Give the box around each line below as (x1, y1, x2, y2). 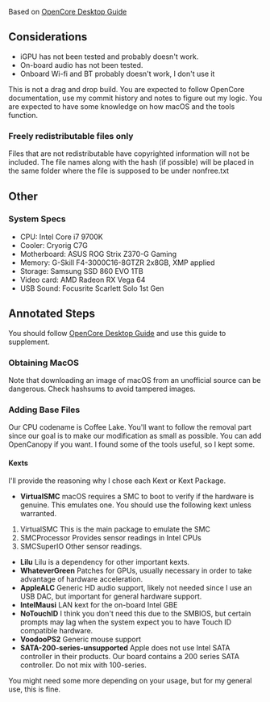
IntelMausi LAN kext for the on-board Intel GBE (19, 600, 178, 610)
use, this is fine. (8, 684, 61, 694)
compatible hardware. (19, 626, 93, 636)
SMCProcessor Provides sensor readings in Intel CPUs (19, 533, 201, 543)
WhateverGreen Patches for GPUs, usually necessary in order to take (19, 565, 252, 576)
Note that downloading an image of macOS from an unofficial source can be (8, 375, 261, 385)
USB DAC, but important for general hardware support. (19, 591, 202, 601)
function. (8, 110, 39, 120)
